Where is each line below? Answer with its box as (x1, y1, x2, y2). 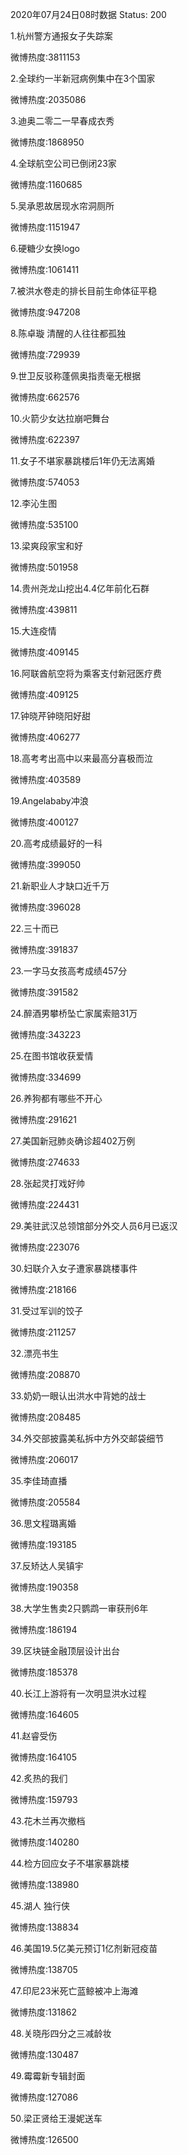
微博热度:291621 (10, 1114, 77, 1125)
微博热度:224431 (10, 1199, 80, 1210)
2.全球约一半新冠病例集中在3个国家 (10, 73, 156, 84)
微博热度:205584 (10, 1496, 81, 1508)
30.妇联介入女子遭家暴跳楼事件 (10, 1263, 138, 1274)
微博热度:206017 (10, 1454, 79, 1465)
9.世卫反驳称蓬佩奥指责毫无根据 (10, 370, 142, 382)
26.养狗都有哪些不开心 (10, 1093, 103, 1104)
